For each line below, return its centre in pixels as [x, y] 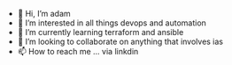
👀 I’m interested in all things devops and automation [112, 23]
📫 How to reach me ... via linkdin [78, 51]
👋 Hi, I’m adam [44, 14]
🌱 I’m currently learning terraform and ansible [101, 32]
